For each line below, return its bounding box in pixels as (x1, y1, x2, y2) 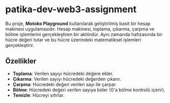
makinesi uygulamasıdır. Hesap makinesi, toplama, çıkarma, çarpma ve (5, 25, 155, 32)
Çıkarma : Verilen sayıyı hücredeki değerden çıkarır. (12, 75, 121, 82)
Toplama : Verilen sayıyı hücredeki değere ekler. (12, 70, 114, 76)
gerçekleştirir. (5, 42, 34, 48)
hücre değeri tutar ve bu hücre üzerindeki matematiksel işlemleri (5, 37, 141, 43)
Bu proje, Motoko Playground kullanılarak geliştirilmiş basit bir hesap (5, 20, 151, 27)
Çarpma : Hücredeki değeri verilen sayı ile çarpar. (12, 81, 117, 87)
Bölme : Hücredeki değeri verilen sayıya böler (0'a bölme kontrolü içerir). (12, 87, 165, 93)
